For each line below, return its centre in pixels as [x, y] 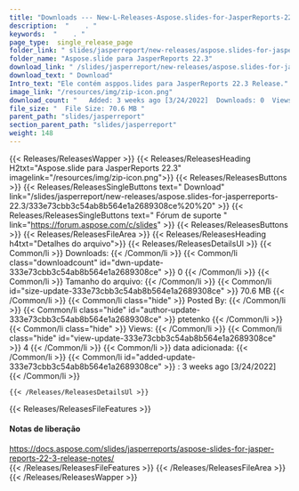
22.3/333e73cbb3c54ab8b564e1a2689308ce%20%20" [113, 205]
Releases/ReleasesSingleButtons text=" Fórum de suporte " [118, 215]
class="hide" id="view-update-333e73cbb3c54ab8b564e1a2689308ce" [143, 338]
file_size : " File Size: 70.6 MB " [77, 109]
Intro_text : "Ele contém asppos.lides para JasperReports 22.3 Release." [149, 84]
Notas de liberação [45, 429]
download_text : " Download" [61, 76]
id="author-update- [164, 310]
